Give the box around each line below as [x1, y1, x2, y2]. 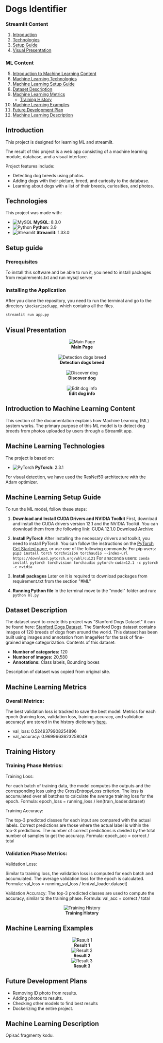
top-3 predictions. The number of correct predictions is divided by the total [5, 827, 156, 833]
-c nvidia [12, 564, 33, 569]
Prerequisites [5, 258, 38, 265]
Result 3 [73, 963, 91, 968]
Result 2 [73, 952, 91, 958]
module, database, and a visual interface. [5, 153, 88, 159]
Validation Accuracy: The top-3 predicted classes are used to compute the [5, 890, 155, 896]
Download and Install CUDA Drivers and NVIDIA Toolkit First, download [12, 515, 158, 521]
